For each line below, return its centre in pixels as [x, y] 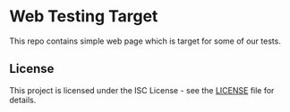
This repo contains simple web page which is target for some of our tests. [145, 41]
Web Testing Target [84, 16]
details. [23, 100]
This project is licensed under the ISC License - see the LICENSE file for [142, 90]
